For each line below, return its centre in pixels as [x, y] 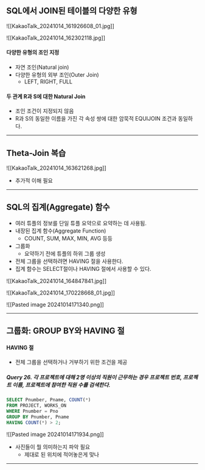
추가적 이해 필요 [34, 181]
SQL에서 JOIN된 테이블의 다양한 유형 [72, 11]
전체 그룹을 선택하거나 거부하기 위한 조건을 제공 [71, 362]
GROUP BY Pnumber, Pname [38, 417]
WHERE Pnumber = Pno [33, 412]
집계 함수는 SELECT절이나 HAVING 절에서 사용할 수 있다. [83, 268]
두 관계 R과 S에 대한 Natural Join [46, 96]
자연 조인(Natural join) [42, 67]
